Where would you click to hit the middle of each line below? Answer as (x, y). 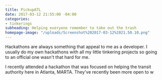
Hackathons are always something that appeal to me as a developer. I (76, 47)
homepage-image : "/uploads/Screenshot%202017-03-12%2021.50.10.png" (78, 33)
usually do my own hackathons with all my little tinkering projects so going (81, 52)
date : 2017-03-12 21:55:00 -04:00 (41, 14)
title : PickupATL (23, 10)
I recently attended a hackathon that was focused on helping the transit (78, 67)
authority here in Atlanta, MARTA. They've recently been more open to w (80, 72)
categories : (17, 19)
